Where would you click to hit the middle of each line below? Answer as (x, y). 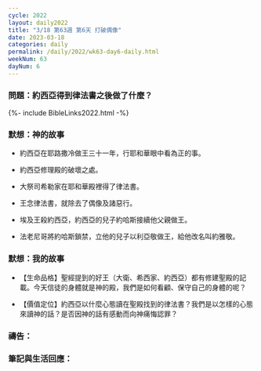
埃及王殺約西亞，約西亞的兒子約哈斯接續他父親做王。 (105, 220)
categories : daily (38, 45)
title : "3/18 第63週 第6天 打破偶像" (65, 30)
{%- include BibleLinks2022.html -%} (69, 113)
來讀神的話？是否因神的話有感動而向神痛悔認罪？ (98, 314)
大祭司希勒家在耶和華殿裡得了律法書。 (81, 187)
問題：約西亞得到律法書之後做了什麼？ (80, 95)
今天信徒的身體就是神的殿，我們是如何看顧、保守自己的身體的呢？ (140, 287)
